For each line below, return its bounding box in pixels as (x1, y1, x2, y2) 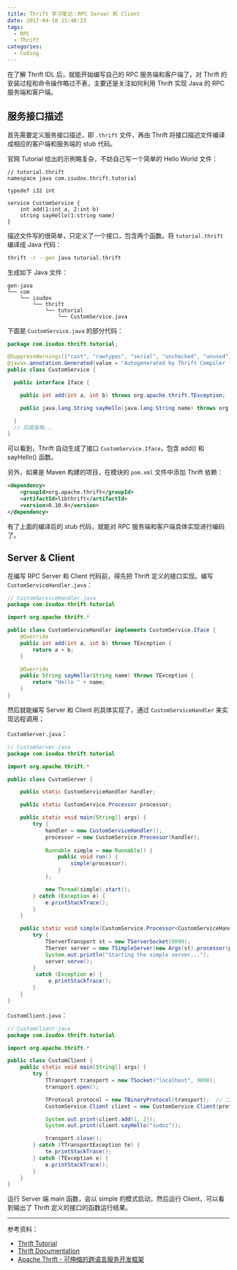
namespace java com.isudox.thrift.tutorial (7, 175, 138, 182)
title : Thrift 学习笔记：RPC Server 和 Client (7, 10, 140, 18)
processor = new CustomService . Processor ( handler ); (44, 834, 200, 841)
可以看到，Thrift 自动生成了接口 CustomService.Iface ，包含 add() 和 (7, 444, 205, 453)
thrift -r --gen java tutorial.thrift (7, 254, 121, 262)
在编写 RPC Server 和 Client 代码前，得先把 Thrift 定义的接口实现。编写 (7, 571, 214, 580)
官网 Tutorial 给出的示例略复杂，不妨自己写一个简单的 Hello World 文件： (7, 154, 219, 163)
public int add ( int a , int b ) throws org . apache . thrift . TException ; (20, 392, 226, 399)
